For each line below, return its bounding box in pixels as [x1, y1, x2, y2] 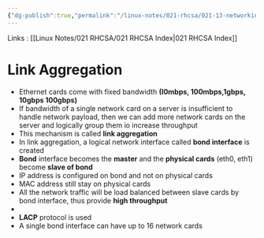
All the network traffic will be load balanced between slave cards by [18, 187, 240, 197]
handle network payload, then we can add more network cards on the [18, 112, 246, 121]
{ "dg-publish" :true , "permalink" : [7, 11, 117, 20]
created [18, 145, 45, 154]
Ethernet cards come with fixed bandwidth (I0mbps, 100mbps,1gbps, [18, 87, 246, 96]
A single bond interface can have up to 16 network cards [18, 221, 203, 230]
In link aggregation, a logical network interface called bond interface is [18, 137, 250, 147]
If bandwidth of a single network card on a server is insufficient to [18, 103, 233, 113]
